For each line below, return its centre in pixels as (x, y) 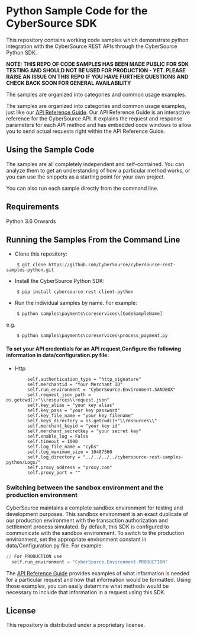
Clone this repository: (41, 254)
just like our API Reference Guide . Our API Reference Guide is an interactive (98, 112)
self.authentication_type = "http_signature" (85, 379)
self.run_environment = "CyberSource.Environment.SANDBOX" (102, 390)
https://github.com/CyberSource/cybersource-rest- (112, 265)
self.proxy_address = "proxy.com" (70, 467)
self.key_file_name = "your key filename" (80, 415)
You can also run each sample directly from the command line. (82, 188)
